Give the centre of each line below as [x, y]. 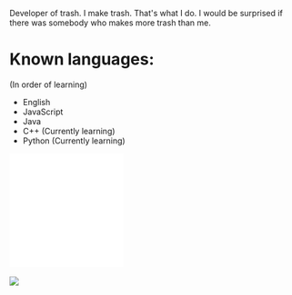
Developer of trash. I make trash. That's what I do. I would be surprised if [146, 13]
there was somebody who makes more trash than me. [110, 23]
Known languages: [82, 59]
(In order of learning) [49, 84]
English [36, 102]
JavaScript [43, 112]
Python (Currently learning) [74, 141]
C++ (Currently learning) [69, 131]
